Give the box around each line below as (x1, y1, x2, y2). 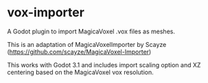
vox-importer (7, 5, 84, 20)
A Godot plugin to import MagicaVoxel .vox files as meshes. (7, 27, 175, 35)
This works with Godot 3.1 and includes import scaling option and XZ (7, 61, 201, 69)
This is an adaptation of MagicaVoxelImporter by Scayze (7, 40, 167, 48)
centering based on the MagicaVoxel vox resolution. (7, 68, 154, 76)
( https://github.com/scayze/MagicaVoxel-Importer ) (7, 48, 152, 56)
